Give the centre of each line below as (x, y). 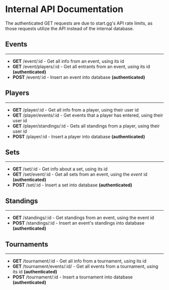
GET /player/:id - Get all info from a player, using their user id (75, 110)
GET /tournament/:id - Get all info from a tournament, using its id (79, 261)
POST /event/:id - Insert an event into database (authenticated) (79, 77)
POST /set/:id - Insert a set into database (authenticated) (72, 185)
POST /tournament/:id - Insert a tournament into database (73, 277)
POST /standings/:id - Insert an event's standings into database (78, 223)
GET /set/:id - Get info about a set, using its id (60, 169)
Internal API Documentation (64, 9)
